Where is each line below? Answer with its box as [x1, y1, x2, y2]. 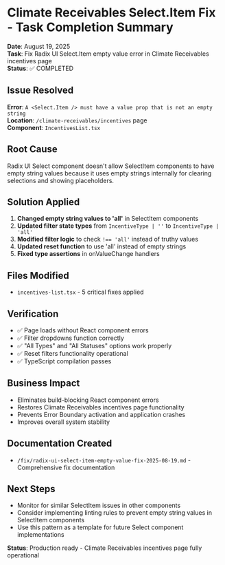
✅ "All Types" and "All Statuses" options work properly [16, 342, 172, 350]
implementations [16, 531, 64, 539]
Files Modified [7, 270, 70, 281]
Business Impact [7, 377, 80, 390]
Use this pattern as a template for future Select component [16, 523, 184, 531]
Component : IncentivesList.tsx [7, 123, 101, 131]
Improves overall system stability [16, 418, 110, 426]
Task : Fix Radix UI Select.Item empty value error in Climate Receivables [7, 50, 209, 58]
